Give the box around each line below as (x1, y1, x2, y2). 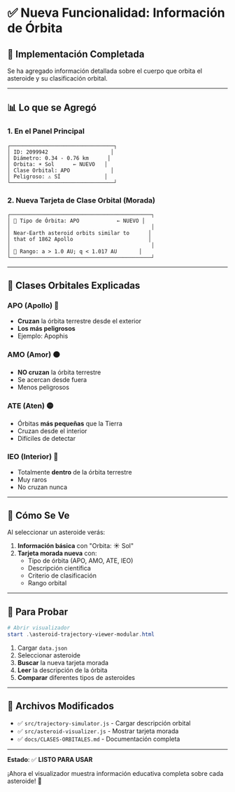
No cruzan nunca (17, 482, 68, 491)
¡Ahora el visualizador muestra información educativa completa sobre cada (7, 769, 224, 777)
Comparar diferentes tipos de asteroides (17, 673, 135, 681)
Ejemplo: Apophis (17, 332, 69, 340)
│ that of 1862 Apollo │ (7, 235, 152, 243)
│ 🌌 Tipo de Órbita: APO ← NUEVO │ (7, 217, 145, 224)
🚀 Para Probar (7, 606, 69, 617)
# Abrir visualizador (7, 624, 71, 631)
